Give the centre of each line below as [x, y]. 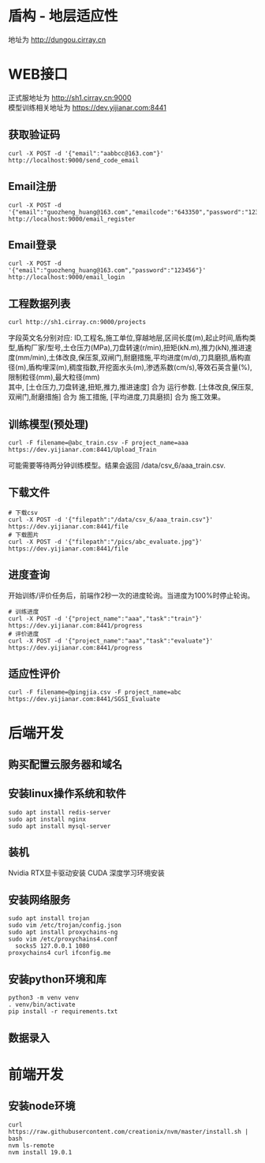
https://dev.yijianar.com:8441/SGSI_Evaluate [84, 699]
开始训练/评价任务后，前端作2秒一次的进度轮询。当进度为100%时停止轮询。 [131, 595]
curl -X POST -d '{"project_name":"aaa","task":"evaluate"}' [111, 641]
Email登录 [32, 245]
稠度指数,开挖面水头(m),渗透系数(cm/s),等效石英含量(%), [160, 367]
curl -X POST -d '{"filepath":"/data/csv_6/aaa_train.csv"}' [111, 520]
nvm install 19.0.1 [40, 1152]
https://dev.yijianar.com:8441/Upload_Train [82, 449]
